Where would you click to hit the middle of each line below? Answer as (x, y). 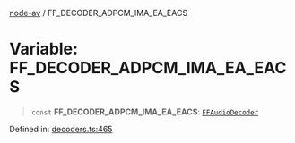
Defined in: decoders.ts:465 (61, 129)
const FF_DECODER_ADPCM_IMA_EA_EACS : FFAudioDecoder (145, 112)
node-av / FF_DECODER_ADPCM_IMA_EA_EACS (99, 13)
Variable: (44, 49)
